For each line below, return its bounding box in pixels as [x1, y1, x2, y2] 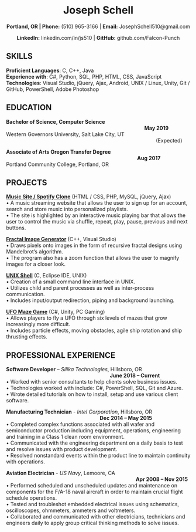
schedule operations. [6, 494, 57, 501]
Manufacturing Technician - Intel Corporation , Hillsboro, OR [6, 408, 153, 415]
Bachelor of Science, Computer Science [6, 118, 105, 125]
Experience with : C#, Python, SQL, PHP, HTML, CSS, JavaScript [6, 73, 162, 80]
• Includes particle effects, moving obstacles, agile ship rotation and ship [6, 327, 183, 334]
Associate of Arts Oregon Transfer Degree [6, 148, 111, 155]
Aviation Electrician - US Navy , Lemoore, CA [6, 470, 116, 477]
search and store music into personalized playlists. [6, 206, 128, 213]
